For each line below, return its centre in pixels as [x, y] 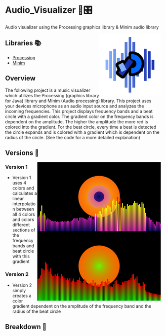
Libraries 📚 [23, 43]
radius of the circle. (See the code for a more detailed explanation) [73, 137]
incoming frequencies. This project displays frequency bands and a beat [79, 111]
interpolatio [24, 204]
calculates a [24, 193]
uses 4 [19, 183]
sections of [24, 230]
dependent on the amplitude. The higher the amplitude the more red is [77, 121]
